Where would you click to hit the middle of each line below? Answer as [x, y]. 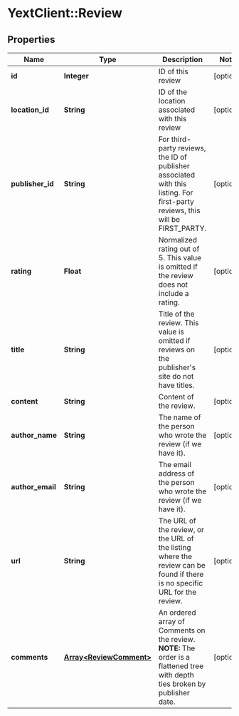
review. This [179, 323]
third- [181, 139]
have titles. [176, 385]
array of [171, 622]
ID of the [172, 92]
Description [182, 60]
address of [176, 474]
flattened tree [181, 666]
